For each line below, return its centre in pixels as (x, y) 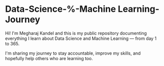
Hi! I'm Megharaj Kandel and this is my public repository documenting (76, 33)
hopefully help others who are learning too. (49, 58)
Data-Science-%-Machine (61, 9)
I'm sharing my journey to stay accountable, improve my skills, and (73, 53)
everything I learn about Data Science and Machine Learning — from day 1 (81, 38)
